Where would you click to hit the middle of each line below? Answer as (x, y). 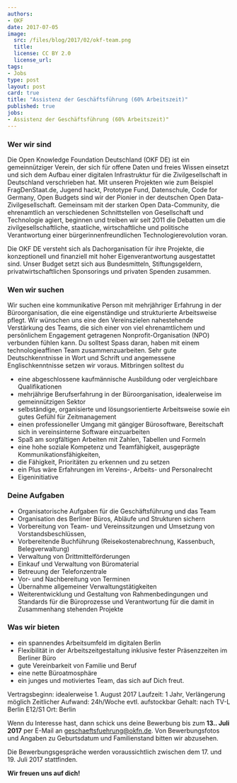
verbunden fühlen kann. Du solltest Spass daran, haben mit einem (104, 343)
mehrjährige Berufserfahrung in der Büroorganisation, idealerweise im (120, 394)
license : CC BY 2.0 (42, 54)
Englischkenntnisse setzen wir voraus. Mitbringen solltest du (96, 365)
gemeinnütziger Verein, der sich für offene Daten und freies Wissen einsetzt (118, 167)
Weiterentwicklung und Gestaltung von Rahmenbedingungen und (113, 594)
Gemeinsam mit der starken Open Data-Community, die (139, 205)
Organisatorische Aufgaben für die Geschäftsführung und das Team (117, 511)
